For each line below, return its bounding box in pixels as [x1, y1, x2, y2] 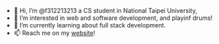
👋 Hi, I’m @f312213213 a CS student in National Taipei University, [13, 7, 198, 14]
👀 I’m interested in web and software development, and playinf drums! [13, 14, 213, 22]
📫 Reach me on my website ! [13, 29, 96, 37]
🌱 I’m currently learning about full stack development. [13, 21, 167, 29]
